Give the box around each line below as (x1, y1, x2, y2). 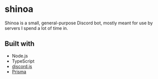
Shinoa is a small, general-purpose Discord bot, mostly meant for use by (4, 20, 153, 26)
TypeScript (11, 58, 35, 64)
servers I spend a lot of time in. (4, 25, 68, 31)
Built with (4, 40, 35, 48)
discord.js (11, 63, 32, 69)
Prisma (11, 69, 27, 75)
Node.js (11, 53, 28, 59)
